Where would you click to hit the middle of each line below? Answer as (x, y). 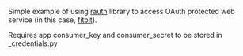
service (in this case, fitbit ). (53, 20)
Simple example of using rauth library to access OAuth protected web (121, 11)
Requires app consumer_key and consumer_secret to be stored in (115, 35)
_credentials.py (33, 43)
